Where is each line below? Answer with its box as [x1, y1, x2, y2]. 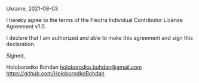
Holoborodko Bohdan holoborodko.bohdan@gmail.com [6, 63, 142, 71]
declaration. [6, 41, 36, 47]
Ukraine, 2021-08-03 [6, 5, 59, 12]
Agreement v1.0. [6, 23, 47, 30]
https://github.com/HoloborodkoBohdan [6, 70, 105, 76]
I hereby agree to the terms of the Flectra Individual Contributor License [6, 17, 183, 23]
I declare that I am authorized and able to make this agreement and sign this [6, 34, 193, 41]
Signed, [6, 52, 25, 59]
